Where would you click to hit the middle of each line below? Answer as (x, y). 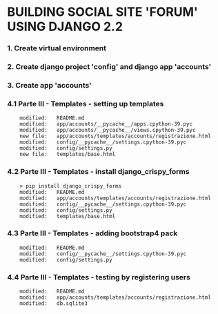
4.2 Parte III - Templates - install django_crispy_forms (98, 172)
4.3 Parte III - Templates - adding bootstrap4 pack (92, 233)
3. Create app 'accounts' (49, 85)
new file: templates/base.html (68, 155)
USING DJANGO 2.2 (65, 27)
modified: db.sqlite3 (54, 304)
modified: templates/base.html (68, 216)
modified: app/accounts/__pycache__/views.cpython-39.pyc (108, 130)
